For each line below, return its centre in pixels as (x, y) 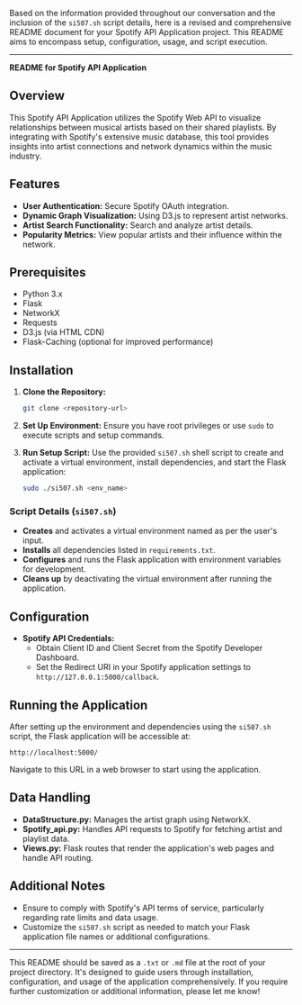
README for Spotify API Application (78, 68)
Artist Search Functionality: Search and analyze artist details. (138, 225)
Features (35, 184)
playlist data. (46, 838)
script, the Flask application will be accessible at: (100, 736)
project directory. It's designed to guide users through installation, (132, 972)
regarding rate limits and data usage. (90, 917)
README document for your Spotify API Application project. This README (147, 32)
